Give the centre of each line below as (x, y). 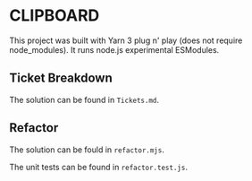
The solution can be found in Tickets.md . (84, 99)
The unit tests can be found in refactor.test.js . (98, 167)
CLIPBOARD (55, 16)
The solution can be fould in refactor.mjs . (87, 150)
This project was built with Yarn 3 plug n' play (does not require (126, 40)
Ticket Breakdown (61, 78)
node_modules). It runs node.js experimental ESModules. (114, 49)
